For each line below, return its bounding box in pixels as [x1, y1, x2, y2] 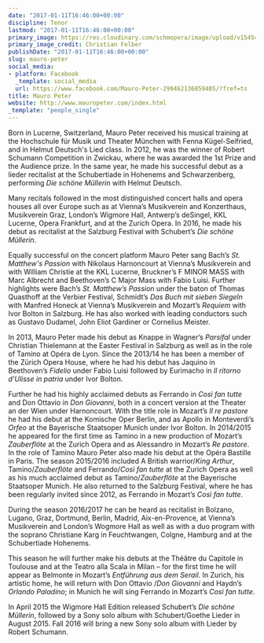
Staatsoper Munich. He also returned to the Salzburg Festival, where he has [8, 481, 253, 491]
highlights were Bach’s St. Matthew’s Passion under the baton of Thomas [8, 284, 245, 293]
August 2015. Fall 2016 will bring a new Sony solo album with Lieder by [8, 619, 237, 628]
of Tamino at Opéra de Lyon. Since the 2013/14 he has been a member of [8, 349, 245, 358]
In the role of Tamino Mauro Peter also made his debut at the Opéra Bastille [8, 448, 251, 457]
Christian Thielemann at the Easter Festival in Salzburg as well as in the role [8, 341, 253, 350]
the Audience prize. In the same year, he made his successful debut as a [8, 162, 244, 171]
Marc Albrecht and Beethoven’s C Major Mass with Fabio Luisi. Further [8, 276, 236, 285]
